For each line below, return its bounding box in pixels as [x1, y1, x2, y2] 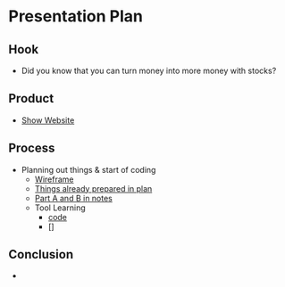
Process [8, 141, 55, 156]
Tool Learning [34, 202, 86, 213]
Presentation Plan [8, 6, 144, 27]
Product [8, 91, 54, 106]
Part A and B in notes [34, 193, 113, 203]
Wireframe [34, 174, 74, 184]
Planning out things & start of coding [21, 164, 156, 175]
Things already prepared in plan [34, 183, 153, 193]
